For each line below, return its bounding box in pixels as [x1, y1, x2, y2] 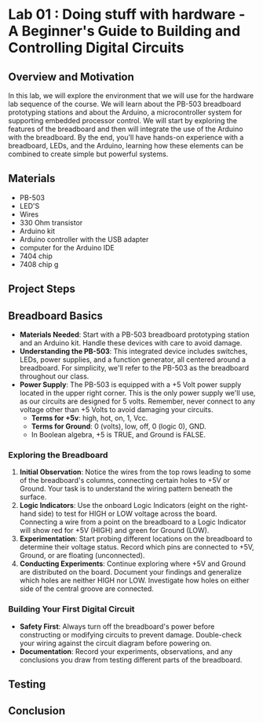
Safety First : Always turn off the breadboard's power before [19, 622, 215, 631]
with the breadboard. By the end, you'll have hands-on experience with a [8, 133, 244, 142]
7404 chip [19, 251, 53, 261]
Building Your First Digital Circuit [8, 604, 135, 615]
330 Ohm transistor [19, 217, 83, 227]
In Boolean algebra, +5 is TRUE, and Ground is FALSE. [31, 430, 206, 440]
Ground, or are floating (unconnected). [19, 551, 145, 561]
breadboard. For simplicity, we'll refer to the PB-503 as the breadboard [19, 363, 250, 373]
